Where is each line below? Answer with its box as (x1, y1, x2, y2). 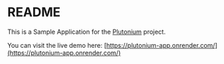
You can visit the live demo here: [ (7, 41, 107, 49)
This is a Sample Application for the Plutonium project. (7, 27, 166, 36)
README (7, 4, 61, 20)
